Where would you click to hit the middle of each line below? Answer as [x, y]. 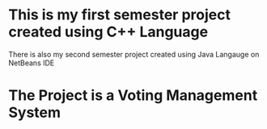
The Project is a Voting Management [133, 96]
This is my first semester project [119, 15]
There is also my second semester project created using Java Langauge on [134, 54]
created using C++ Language [108, 32]
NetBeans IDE [32, 63]
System [35, 112]
